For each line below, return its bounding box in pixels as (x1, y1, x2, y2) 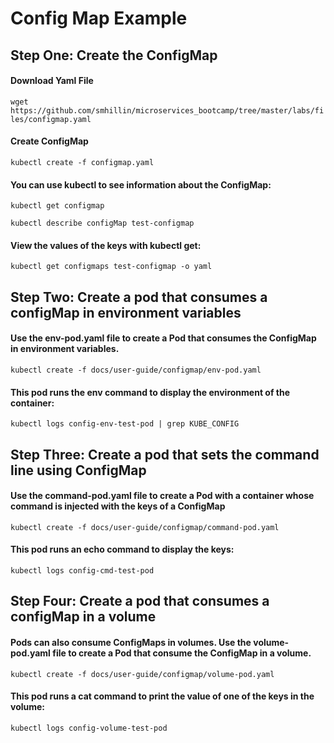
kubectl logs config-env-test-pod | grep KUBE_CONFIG (10, 419, 240, 429)
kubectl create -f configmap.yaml (10, 157, 155, 167)
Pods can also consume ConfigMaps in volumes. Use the (10, 636, 252, 648)
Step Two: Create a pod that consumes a (10, 288, 268, 306)
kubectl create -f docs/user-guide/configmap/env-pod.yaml (10, 365, 262, 375)
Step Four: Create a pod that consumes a (10, 593, 270, 610)
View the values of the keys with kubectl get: (10, 239, 202, 251)
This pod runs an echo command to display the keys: (10, 543, 235, 556)
